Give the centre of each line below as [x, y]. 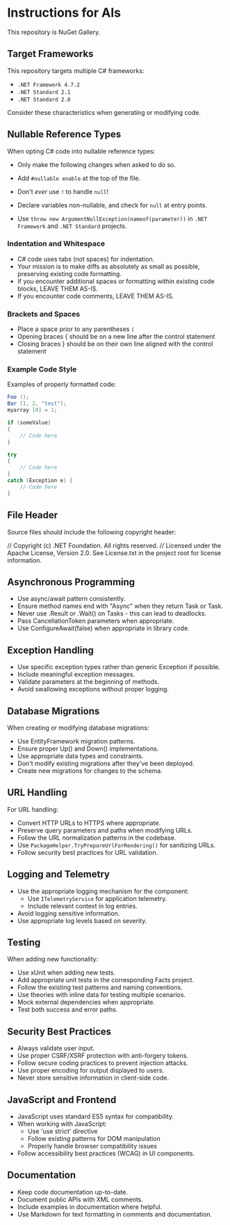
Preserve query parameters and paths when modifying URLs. [105, 830]
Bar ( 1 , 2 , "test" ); [37, 404]
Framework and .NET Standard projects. [72, 226]
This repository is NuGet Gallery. [54, 32]
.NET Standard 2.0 [44, 99]
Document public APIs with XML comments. [80, 1199]
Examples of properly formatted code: [62, 385]
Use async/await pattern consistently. [71, 599]
